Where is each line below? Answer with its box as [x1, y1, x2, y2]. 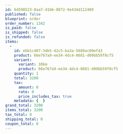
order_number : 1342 [5, 21, 45, 26]
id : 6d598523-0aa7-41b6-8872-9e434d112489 [5, 7, 94, 12]
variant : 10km [18, 62, 48, 67]
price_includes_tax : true [18, 94, 72, 99]
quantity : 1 [14, 71, 39, 76]
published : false [5, 12, 41, 17]
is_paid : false [5, 26, 37, 30]
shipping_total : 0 [5, 116, 43, 122]
